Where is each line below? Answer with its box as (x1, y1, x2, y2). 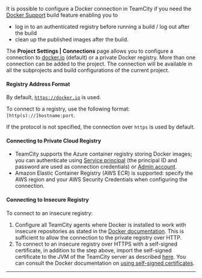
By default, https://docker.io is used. (6, 94, 101, 101)
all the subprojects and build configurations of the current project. (6, 67, 170, 74)
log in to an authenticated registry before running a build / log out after (14, 23, 190, 30)
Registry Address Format (6, 80, 70, 88)
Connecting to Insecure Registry (6, 196, 89, 203)
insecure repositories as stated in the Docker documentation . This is (14, 228, 185, 235)
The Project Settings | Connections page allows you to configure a (6, 47, 173, 55)
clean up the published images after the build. (14, 36, 129, 43)
